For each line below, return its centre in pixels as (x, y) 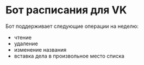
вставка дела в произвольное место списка (69, 56)
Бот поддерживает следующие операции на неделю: (72, 26)
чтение (23, 37)
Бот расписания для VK (66, 10)
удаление (26, 44)
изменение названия (40, 49)
